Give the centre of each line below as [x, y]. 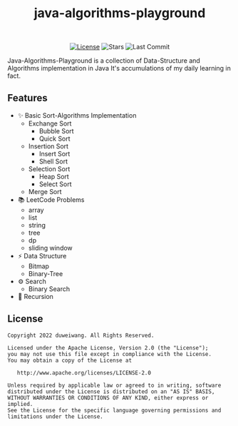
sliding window [50, 248]
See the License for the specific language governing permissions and [114, 410]
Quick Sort [55, 138]
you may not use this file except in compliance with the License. [110, 354]
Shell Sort [53, 161]
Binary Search [49, 289]
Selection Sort [49, 168]
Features [27, 98]
